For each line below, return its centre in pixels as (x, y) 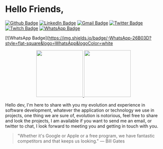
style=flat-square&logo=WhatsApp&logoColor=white (59, 43)
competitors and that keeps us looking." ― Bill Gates (71, 141)
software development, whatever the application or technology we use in (80, 110)
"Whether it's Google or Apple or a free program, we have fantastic (86, 136)
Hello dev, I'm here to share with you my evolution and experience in (75, 105)
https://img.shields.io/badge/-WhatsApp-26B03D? (100, 38)
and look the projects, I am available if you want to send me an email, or (79, 121)
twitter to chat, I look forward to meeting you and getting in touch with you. (82, 126)
